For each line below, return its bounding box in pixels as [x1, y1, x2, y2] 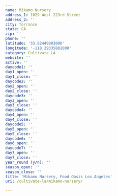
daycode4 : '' [5, 107, 33, 113]
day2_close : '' [5, 88, 38, 94]
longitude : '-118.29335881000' [5, 46, 72, 51]
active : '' [5, 60, 28, 65]
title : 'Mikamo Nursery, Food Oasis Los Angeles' [5, 174, 113, 179]
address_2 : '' [5, 17, 36, 22]
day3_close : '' [5, 103, 38, 108]
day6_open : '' [5, 141, 36, 146]
